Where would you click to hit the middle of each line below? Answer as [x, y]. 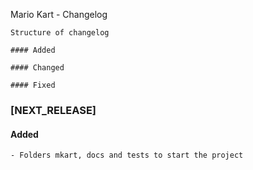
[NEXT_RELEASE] [53, 110]
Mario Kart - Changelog [59, 14]
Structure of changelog [60, 33]
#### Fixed [33, 85]
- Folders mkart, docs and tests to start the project [127, 155]
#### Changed [37, 68]
